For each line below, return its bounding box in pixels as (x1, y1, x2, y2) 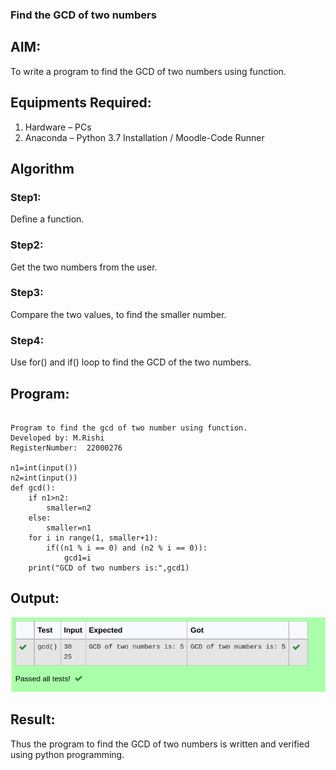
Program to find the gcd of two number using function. (10, 423, 248, 433)
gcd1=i (63, 553, 92, 563)
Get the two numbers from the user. (10, 261, 158, 273)
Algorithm (10, 160, 75, 177)
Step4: (10, 333, 45, 347)
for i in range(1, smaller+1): (28, 533, 159, 543)
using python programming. (10, 748, 125, 760)
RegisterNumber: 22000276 (10, 443, 123, 453)
